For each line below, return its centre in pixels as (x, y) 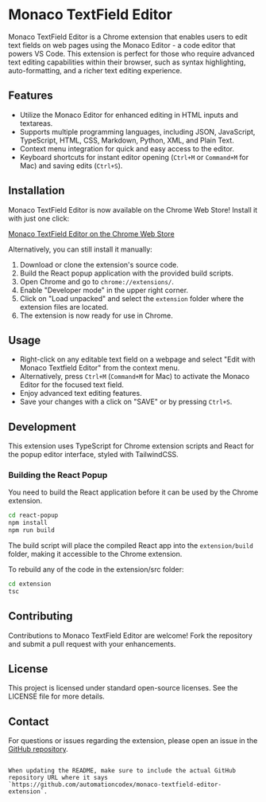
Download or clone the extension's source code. (99, 264)
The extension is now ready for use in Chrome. (96, 315)
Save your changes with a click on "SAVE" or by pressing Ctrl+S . (126, 402)
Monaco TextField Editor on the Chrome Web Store (91, 233)
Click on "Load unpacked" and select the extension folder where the (132, 298)
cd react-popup (33, 515)
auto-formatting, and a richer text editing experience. (95, 70)
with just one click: (39, 218)
